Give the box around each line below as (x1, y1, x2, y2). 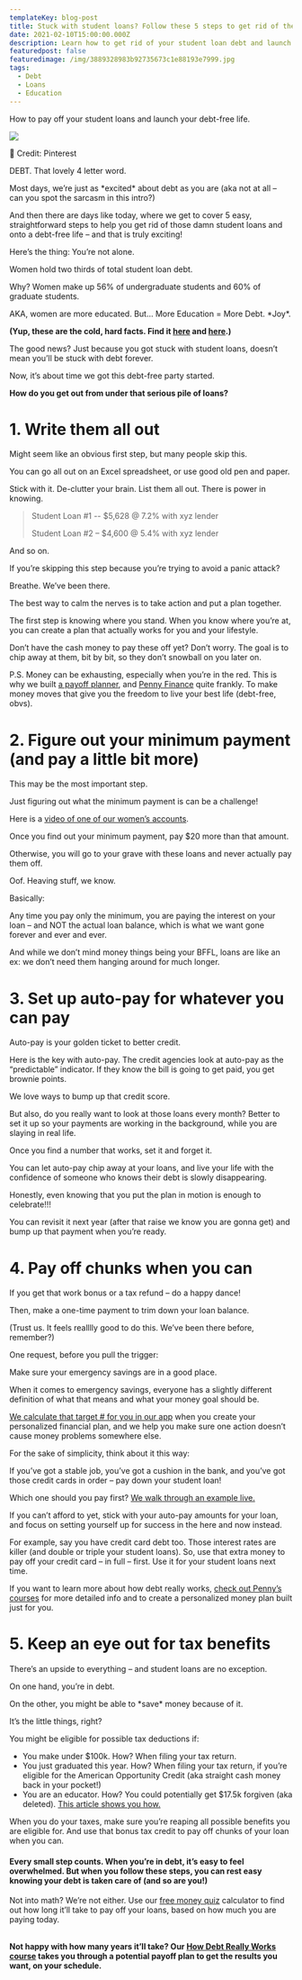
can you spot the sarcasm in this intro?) (9, 192, 155, 203)
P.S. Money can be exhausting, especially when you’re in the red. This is (9, 669, 277, 680)
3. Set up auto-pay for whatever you (9, 988, 285, 1009)
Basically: (9, 893, 45, 904)
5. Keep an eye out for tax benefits (9, 1634, 271, 1654)
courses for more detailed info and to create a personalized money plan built (9, 1593, 293, 1603)
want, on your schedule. (9, 1960, 102, 1971)
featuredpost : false (9, 47, 87, 56)
